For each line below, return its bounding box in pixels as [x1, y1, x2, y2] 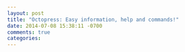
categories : [7, 35, 41, 42]
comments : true [7, 28, 51, 36]
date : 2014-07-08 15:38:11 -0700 [7, 22, 103, 29]
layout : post [7, 9, 45, 17]
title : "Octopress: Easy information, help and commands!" [7, 16, 180, 23]
